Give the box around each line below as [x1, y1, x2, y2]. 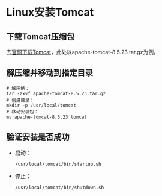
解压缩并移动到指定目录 [6, 68, 93, 78]
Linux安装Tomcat [6, 5, 94, 19]
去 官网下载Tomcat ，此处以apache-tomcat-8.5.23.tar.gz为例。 [6, 49, 159, 55]
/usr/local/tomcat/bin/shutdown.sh [14, 185, 104, 191]
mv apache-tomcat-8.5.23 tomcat [6, 114, 87, 120]
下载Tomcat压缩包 [6, 31, 75, 42]
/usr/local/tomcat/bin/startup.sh [14, 161, 101, 167]
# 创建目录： [6, 97, 34, 103]
